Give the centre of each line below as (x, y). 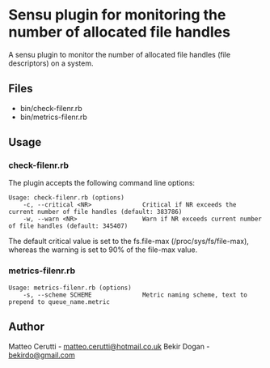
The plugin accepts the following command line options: (102, 183)
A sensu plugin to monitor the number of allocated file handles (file (120, 54)
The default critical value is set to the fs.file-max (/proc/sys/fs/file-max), (129, 242)
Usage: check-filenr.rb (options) (67, 198)
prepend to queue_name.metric (59, 302)
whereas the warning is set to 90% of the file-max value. (103, 250)
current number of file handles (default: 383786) (95, 212)
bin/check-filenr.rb (51, 108)
